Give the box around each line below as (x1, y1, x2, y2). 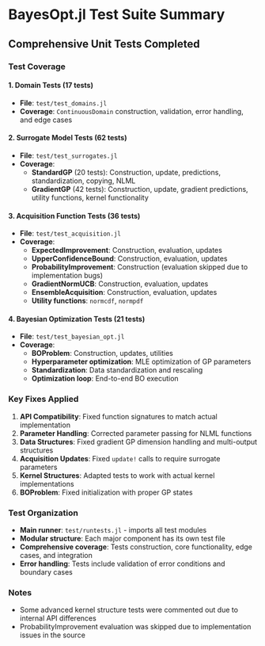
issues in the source (19, 630, 85, 640)
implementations (19, 479, 74, 488)
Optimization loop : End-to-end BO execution (31, 374, 180, 384)
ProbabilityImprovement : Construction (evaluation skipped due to (31, 262, 248, 272)
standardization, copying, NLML (31, 176, 136, 185)
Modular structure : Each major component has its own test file (19, 533, 225, 543)
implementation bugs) (31, 271, 104, 281)
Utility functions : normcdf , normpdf (31, 296, 144, 306)
